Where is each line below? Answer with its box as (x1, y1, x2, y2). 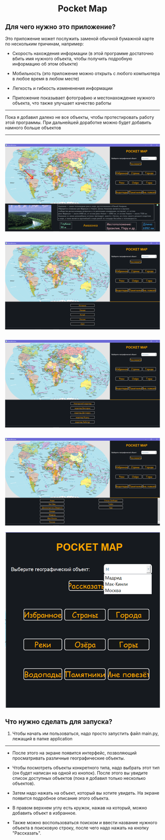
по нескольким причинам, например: (5, 41, 84, 47)
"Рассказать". (12, 830, 42, 836)
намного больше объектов (5, 125, 61, 131)
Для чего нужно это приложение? (5, 23, 116, 31)
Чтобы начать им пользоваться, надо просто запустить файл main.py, (12, 730, 159, 736)
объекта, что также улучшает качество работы (12, 100, 111, 106)
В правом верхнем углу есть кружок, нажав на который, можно (12, 805, 147, 811)
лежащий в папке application (12, 736, 73, 742)
